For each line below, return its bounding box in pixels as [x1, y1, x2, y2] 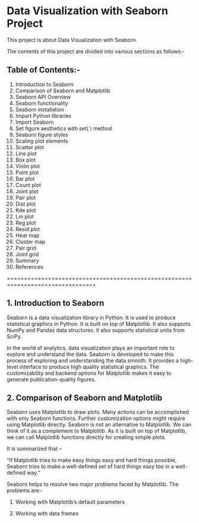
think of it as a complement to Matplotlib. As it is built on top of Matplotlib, [7, 428, 187, 435]
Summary [15, 256, 39, 264]
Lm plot [15, 213, 34, 220]
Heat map [15, 232, 40, 239]
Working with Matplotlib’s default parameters [15, 499, 125, 506]
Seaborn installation [15, 105, 65, 113]
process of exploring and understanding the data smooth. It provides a [7, 357, 179, 364]
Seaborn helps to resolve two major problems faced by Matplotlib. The [7, 481, 179, 488]
